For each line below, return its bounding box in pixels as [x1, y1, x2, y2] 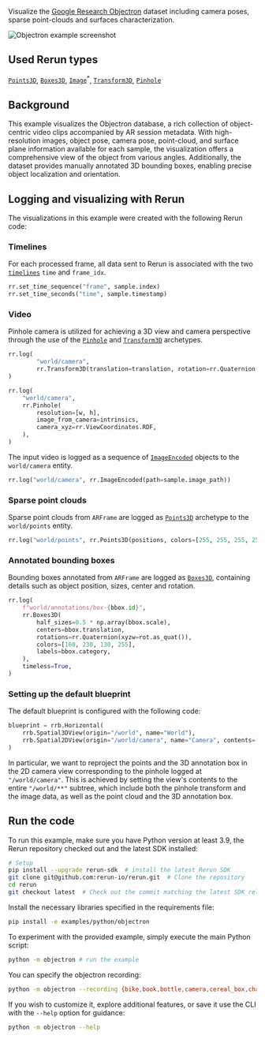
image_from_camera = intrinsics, [36, 416, 140, 424]
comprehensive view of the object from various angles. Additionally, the [8, 153, 242, 163]
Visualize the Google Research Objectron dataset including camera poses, [8, 7, 250, 16]
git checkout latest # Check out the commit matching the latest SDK [8, 888, 245, 896]
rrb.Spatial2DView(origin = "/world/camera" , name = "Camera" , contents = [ [22, 736, 259, 744]
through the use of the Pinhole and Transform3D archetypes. [8, 335, 203, 345]
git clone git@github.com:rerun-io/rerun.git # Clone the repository [8, 873, 245, 882]
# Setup [8, 859, 34, 867]
